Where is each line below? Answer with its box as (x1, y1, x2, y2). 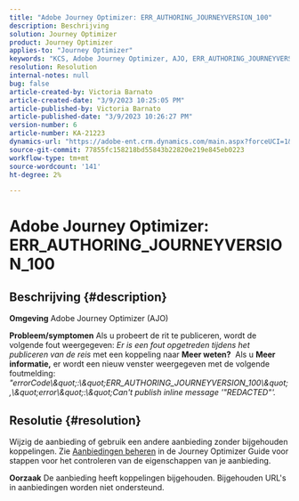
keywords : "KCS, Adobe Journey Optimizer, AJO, (9, 54, 190, 63)
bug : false (9, 79, 50, 88)
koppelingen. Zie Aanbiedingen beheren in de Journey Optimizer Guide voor (9, 446, 289, 457)
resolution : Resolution (9, 63, 98, 72)
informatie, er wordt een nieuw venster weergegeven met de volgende (9, 359, 271, 369)
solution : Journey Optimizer (9, 29, 117, 38)
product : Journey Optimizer (9, 37, 114, 47)
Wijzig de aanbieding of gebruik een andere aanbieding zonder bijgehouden (9, 437, 288, 448)
